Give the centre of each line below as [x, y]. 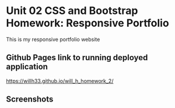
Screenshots [30, 100]
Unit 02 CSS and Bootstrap [72, 11]
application [27, 67]
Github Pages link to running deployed [77, 58]
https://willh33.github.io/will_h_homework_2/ [60, 81]
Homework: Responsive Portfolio [87, 23]
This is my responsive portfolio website [53, 39]
